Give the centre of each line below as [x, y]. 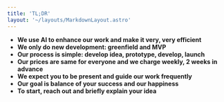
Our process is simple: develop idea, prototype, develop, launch [111, 54]
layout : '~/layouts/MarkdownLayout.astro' [69, 20]
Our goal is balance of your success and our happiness [98, 83]
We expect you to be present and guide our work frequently [104, 76]
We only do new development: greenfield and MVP [92, 47]
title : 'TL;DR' [29, 13]
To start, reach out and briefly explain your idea [87, 91]
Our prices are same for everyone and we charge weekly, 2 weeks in [117, 61]
